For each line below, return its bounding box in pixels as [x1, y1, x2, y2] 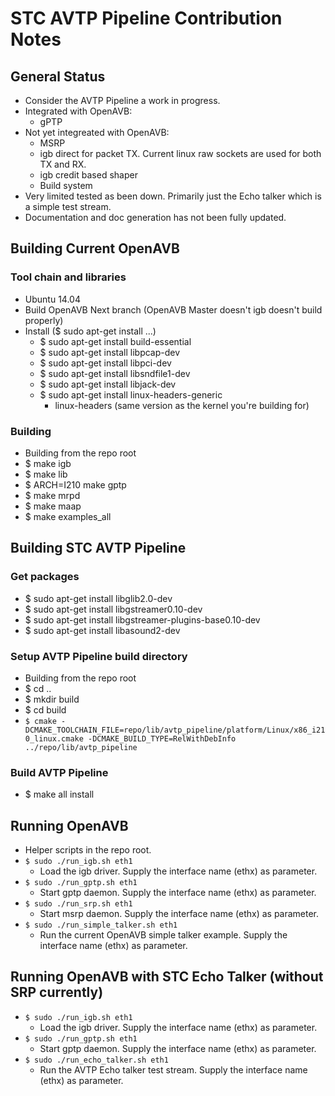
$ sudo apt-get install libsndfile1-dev [39, 367, 191, 379]
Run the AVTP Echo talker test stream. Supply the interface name [39, 1063, 308, 1076]
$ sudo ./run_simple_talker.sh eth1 [24, 920, 178, 931]
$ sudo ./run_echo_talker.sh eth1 [24, 1055, 169, 1065]
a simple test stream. [24, 201, 112, 212]
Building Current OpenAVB [10, 240, 180, 257]
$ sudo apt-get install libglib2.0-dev [24, 592, 173, 604]
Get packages [10, 570, 80, 584]
